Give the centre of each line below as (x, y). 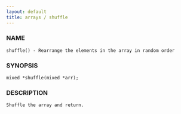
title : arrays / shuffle (37, 17)
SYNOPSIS (22, 65)
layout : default (26, 12)
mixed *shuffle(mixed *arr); (42, 78)
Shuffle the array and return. (45, 105)
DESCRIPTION (27, 93)
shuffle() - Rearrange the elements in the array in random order (90, 50)
